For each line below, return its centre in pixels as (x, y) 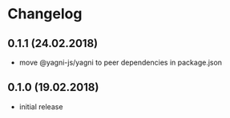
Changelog (45, 14)
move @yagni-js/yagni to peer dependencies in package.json (120, 62)
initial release (41, 106)
